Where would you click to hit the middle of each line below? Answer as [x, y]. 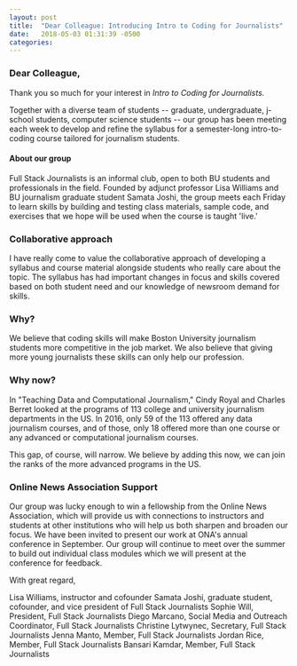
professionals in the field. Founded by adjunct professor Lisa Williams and [144, 187]
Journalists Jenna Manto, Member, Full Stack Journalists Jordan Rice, [137, 635]
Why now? [32, 380]
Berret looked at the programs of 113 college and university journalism [137, 408]
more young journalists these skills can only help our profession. [127, 357]
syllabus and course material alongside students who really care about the [145, 268]
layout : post [33, 17]
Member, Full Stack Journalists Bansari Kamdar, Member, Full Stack [133, 644]
